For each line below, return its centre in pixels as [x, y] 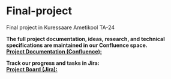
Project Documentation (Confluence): [54, 51]
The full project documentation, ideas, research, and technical [85, 39]
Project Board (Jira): [32, 69]
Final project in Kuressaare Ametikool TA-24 [61, 27]
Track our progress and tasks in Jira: [53, 63]
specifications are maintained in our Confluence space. [77, 45]
